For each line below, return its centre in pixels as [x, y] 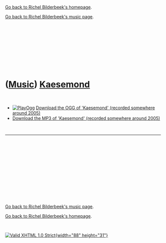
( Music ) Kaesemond [48, 85]
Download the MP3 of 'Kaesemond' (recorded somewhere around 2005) [86, 118]
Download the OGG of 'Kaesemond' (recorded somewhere [95, 108]
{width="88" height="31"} [82, 235]
